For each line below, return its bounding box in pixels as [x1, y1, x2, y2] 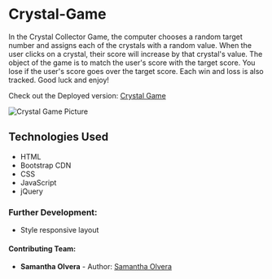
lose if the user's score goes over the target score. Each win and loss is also [8, 66, 265, 76]
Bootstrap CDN [20, 160, 72, 170]
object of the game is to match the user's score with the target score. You [8, 58, 256, 68]
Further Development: [8, 207, 98, 218]
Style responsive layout [20, 225, 99, 235]
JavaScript [20, 177, 57, 187]
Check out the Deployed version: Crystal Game [8, 90, 167, 100]
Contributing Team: [8, 243, 76, 253]
